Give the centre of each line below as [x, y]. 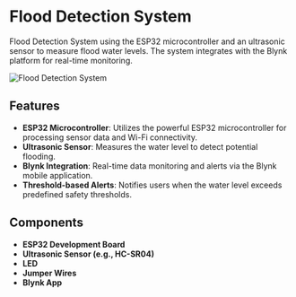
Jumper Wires [49, 273]
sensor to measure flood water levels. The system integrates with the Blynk [148, 50]
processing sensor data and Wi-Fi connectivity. [109, 137]
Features [35, 106]
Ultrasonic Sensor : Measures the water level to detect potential [140, 146]
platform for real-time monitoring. [71, 60]
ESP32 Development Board [74, 244]
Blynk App [42, 282]
